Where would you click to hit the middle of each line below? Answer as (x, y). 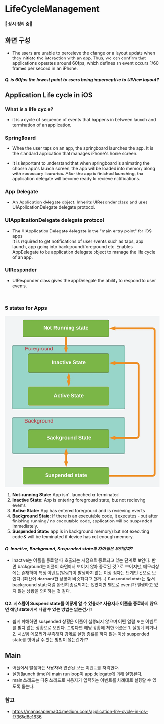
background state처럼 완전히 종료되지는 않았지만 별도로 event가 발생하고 (82, 585)
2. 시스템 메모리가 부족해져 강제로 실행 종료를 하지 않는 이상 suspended (81, 634)
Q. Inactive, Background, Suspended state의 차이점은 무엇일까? (69, 549)
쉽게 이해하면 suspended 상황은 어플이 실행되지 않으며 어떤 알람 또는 (78, 621)
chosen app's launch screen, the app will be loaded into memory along (84, 169)
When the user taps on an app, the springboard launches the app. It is (83, 148)
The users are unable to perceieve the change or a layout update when (84, 53)
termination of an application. (42, 125)
